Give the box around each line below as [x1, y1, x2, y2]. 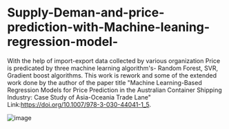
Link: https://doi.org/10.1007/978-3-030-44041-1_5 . [7, 100, 152, 108]
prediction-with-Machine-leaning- [7, 19, 210, 35]
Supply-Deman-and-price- [7, 5, 165, 21]
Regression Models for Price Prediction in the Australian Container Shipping [7, 86, 222, 94]
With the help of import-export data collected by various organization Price [7, 56, 221, 64]
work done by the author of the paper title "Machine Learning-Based [7, 78, 202, 86]
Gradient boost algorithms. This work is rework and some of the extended [7, 71, 217, 80]
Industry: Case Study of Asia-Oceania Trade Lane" [7, 93, 152, 101]
